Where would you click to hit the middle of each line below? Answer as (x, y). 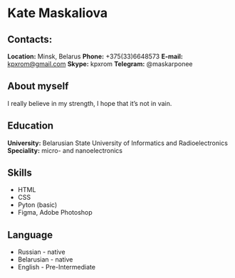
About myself (38, 86)
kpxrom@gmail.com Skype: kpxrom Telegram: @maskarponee (100, 64)
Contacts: (30, 39)
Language (30, 235)
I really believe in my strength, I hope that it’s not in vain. (90, 103)
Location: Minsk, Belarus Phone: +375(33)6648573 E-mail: (95, 56)
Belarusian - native (45, 260)
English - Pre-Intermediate (57, 267)
